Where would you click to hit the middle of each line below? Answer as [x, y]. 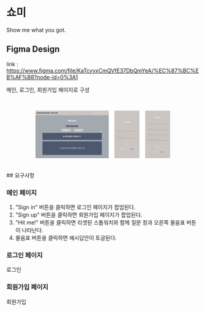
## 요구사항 [20, 175]
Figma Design [33, 49]
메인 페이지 [22, 193]
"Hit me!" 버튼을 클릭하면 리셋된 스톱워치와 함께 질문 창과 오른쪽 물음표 [100, 223]
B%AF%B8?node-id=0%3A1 [42, 77]
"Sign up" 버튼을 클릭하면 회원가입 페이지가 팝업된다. [79, 215]
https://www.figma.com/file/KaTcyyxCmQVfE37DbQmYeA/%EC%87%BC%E [102, 71]
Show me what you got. [36, 30]
